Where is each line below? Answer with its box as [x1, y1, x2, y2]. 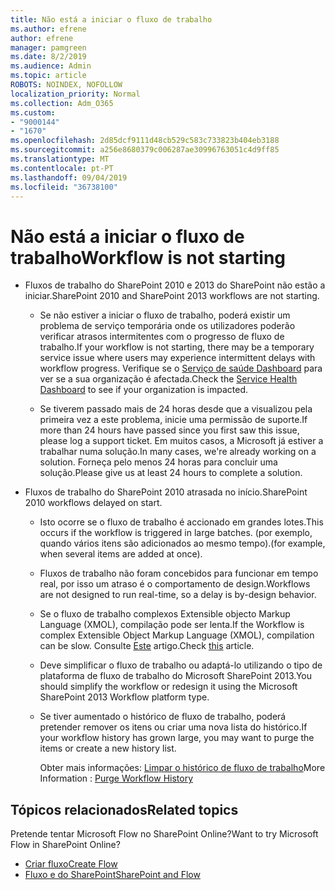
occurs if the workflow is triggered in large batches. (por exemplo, [39, 527, 313, 539]
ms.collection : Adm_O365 [10, 98, 114, 108]
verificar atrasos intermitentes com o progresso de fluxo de [39, 331, 285, 343]
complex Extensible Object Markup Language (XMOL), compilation [39, 629, 315, 641]
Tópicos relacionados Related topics [10, 801, 239, 818]
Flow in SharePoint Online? [10, 839, 121, 851]
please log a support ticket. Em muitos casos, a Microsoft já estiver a [39, 435, 324, 447]
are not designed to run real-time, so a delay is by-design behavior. [39, 589, 317, 601]
